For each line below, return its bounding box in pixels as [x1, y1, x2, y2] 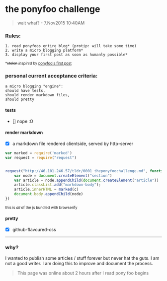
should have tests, [5, 88, 46, 93]
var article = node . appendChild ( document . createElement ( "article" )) [14, 178, 159, 183]
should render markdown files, [5, 92, 70, 97]
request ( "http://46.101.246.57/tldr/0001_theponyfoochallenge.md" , [5, 168, 148, 173]
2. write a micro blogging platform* [5, 48, 83, 53]
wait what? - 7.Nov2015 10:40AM [17, 20, 85, 26]
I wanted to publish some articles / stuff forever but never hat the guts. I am [5, 255, 160, 261]
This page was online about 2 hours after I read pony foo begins [17, 270, 149, 276]
